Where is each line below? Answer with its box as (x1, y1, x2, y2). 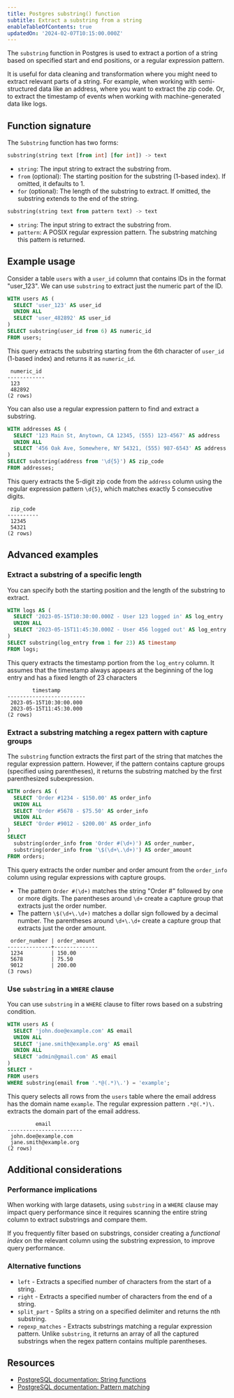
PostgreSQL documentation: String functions (17, 1376, 147, 1384)
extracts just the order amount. (17, 924, 107, 932)
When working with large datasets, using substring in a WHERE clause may (7, 1201, 219, 1209)
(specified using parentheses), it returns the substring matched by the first (7, 766, 222, 775)
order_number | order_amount (10, 937, 96, 944)
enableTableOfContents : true (7, 23, 92, 30)
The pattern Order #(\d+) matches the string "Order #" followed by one (17, 886, 224, 895)
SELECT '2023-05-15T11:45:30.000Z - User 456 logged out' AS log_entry (13, 627, 227, 634)
